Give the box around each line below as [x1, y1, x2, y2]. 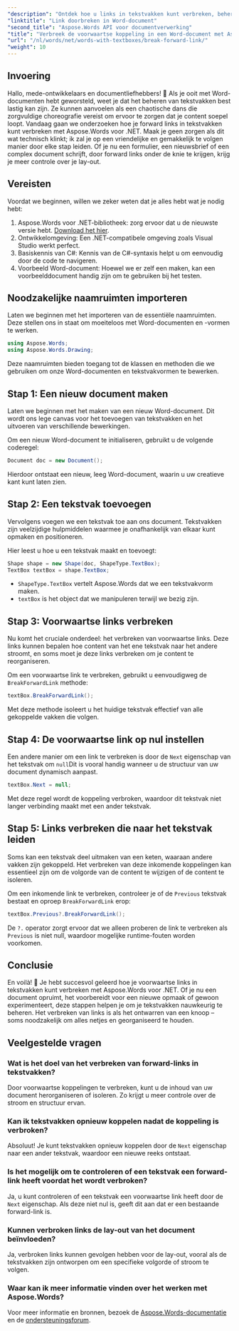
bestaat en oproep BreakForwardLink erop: [7, 896, 132, 905]
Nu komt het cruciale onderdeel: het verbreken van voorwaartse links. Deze [7, 634, 229, 643]
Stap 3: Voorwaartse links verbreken [7, 615, 174, 627]
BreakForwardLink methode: [7, 679, 88, 687]
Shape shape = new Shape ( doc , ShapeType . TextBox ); [7, 560, 161, 567]
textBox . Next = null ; [7, 781, 72, 789]
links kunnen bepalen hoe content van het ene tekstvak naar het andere [7, 642, 218, 650]
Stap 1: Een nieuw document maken [7, 388, 169, 400]
